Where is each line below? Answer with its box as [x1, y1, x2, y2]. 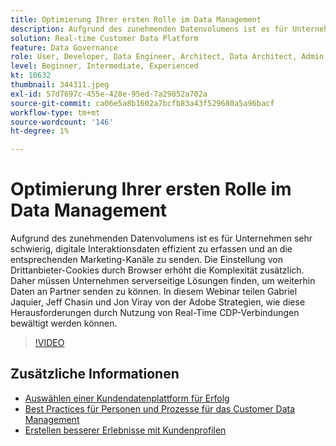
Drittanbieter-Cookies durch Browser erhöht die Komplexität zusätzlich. [10, 264, 305, 276]
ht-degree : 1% [10, 126, 70, 136]
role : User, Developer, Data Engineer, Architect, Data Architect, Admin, [10, 52, 329, 62]
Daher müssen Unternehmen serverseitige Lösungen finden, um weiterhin [10, 275, 316, 287]
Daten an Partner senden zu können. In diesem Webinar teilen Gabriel [10, 286, 298, 298]
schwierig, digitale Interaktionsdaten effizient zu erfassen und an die [10, 243, 293, 255]
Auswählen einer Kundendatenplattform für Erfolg [24, 392, 230, 404]
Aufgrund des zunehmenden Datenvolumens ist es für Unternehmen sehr [10, 232, 313, 245]
